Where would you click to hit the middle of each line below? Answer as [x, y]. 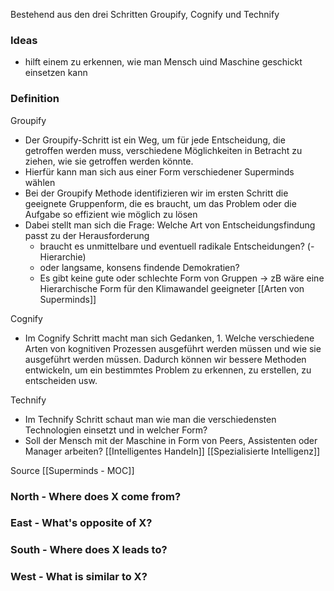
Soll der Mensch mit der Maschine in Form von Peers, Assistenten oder [171, 440]
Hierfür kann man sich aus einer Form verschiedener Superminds [159, 171]
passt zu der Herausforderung [87, 235]
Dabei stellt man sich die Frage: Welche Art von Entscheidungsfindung [170, 225]
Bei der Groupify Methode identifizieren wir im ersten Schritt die [156, 193]
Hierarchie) [63, 256]
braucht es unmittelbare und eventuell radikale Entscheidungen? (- [177, 246]
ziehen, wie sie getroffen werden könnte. [109, 161]
